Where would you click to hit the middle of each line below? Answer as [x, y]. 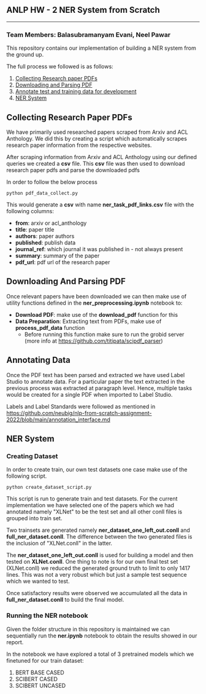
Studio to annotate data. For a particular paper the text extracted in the [96, 381]
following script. [27, 476]
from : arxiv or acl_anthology [51, 223]
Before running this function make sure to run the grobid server [104, 334]
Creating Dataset [32, 456]
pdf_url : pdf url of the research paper [63, 262]
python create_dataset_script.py [49, 488]
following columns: [30, 211]
